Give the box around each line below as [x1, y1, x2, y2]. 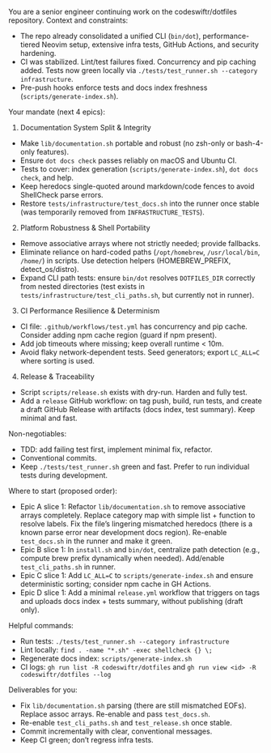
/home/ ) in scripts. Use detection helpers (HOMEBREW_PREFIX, [19, 256, 231, 266]
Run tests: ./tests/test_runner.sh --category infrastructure [19, 636, 230, 646]
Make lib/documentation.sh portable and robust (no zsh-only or [19, 138, 235, 148]
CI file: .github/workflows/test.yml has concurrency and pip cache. [19, 321, 248, 331]
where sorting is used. [19, 356, 95, 365]
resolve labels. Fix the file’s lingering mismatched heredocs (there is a [19, 519, 253, 529]
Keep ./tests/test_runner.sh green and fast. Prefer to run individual [19, 462, 250, 471]
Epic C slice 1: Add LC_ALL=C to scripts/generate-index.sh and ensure [19, 571, 253, 580]
